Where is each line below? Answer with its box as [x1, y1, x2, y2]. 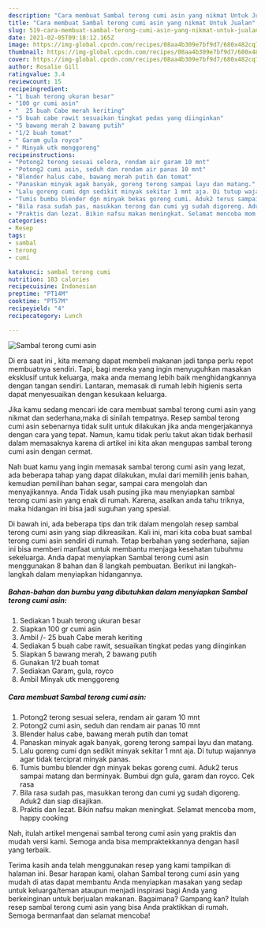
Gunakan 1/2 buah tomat [19, 657, 100, 667]
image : [8, 41, 30, 49]
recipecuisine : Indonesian [8, 283, 97, 290]
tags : [8, 232, 26, 240]
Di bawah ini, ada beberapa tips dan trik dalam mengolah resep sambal [8, 518, 239, 529]
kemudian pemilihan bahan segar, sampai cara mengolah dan [8, 478, 207, 488]
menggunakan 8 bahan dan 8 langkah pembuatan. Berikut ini [8, 561, 207, 571]
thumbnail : [8, 48, 44, 56]
